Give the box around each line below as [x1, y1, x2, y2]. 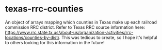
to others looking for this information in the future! [5, 39, 105, 45]
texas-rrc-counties [5, 3, 83, 14]
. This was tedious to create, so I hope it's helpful [59, 35, 158, 40]
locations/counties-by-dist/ [5, 35, 60, 40]
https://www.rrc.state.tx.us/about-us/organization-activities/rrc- [5, 29, 133, 35]
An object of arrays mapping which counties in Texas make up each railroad [5, 19, 157, 25]
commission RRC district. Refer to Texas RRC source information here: [5, 24, 146, 30]
